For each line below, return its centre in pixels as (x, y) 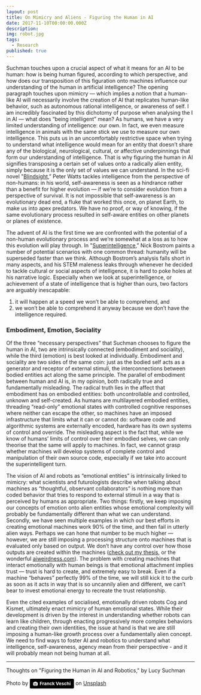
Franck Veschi (55, 684)
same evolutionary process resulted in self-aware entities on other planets (98, 214)
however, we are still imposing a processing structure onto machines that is (99, 540)
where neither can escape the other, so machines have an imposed (89, 413)
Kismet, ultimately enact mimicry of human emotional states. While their (95, 609)
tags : (13, 40)
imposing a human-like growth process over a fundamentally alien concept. (99, 634)
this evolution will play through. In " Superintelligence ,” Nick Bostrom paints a (100, 245)
